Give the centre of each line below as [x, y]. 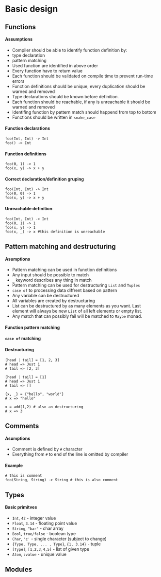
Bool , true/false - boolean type [44, 533]
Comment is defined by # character [47, 449]
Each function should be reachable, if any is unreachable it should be [81, 102]
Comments [22, 426]
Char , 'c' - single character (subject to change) [59, 539]
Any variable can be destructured [45, 296]
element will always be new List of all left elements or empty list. [77, 311]
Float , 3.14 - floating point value [44, 523]
